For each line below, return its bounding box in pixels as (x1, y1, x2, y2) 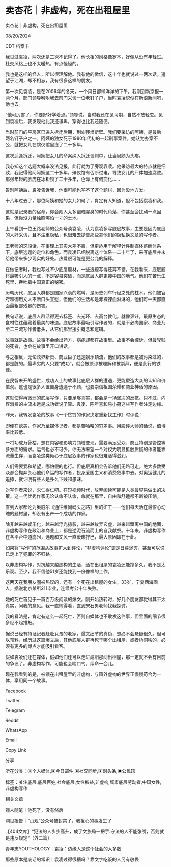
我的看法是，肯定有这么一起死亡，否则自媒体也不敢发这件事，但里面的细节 (5, 613, 161, 619)
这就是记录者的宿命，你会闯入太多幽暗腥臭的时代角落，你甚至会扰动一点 (5, 208, 157, 214)
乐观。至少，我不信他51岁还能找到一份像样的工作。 (5, 568, 112, 574)
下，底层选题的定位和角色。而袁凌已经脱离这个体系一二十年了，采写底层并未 (5, 249, 166, 255)
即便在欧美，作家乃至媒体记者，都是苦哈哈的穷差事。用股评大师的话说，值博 (5, 423, 166, 429)
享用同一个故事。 (14, 677, 50, 683)
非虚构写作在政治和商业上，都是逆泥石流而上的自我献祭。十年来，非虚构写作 (5, 527, 166, 533)
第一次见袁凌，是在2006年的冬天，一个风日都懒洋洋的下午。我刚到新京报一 (5, 88, 164, 94)
